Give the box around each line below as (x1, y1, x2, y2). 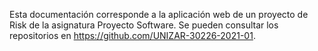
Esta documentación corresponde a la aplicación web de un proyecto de (9, 9, 309, 20)
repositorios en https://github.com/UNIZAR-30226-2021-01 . (9, 30, 256, 41)
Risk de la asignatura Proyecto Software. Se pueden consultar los (9, 19, 279, 31)
